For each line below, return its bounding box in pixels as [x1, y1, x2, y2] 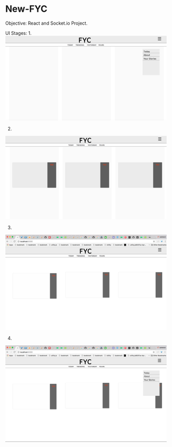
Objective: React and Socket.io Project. [5, 20, 88, 26]
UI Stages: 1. [5, 30, 32, 36]
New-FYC [5, 3, 48, 15]
